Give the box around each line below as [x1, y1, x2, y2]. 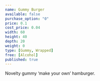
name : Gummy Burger [5, 7, 45, 12]
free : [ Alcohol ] [5, 52, 38, 58]
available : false [5, 12, 40, 17]
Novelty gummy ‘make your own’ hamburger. [5, 70, 96, 76]
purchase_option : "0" [5, 16, 49, 21]
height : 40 [5, 35, 27, 40]
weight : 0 [5, 43, 25, 48]
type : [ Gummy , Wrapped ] [5, 48, 54, 53]
